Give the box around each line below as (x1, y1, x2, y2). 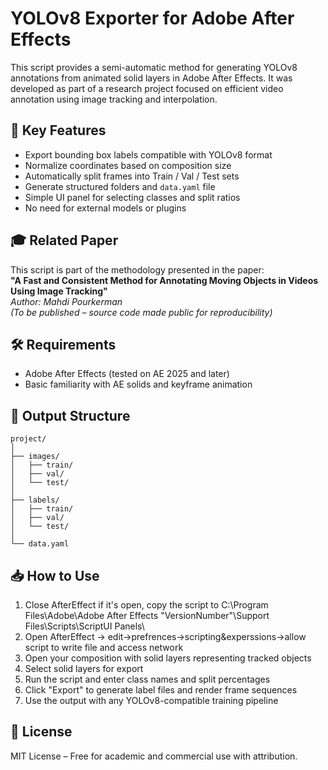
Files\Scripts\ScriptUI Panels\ (24, 620, 145, 632)
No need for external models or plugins (24, 202, 187, 214)
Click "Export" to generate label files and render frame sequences (24, 684, 298, 696)
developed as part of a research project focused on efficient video (10, 82, 284, 94)
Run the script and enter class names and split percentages (24, 673, 271, 685)
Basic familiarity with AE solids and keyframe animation (24, 378, 253, 391)
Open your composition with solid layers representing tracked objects (24, 652, 312, 664)
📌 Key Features (10, 122, 107, 139)
